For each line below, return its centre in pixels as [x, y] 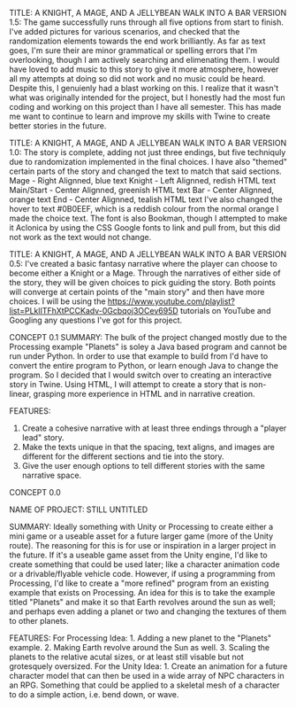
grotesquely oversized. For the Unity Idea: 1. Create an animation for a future [148, 666]
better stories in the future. [58, 126]
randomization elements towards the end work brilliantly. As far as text [137, 41]
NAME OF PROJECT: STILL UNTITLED [79, 510]
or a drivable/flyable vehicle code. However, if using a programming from [142, 574]
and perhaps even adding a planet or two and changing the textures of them [148, 611]
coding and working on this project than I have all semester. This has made [145, 107]
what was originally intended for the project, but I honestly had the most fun [147, 97]
